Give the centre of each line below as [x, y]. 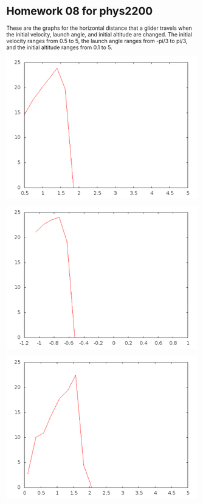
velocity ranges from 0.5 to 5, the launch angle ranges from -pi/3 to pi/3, [97, 41]
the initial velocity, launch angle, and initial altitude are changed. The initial [99, 34]
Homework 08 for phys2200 [80, 11]
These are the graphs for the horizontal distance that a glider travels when [99, 28]
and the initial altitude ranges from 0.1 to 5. [59, 47]
